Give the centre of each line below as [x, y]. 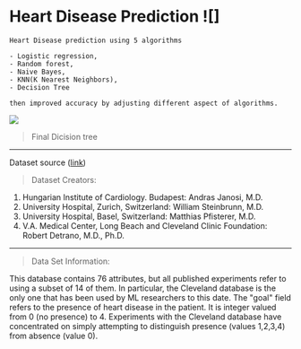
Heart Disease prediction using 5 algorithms [95, 40]
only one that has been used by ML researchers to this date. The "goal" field [150, 297]
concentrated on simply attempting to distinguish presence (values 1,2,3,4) [147, 326]
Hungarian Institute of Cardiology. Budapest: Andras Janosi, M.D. [142, 197]
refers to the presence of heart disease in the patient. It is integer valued [143, 307]
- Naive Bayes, [38, 72]
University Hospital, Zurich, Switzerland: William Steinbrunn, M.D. [143, 206]
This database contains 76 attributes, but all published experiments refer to [148, 278]
